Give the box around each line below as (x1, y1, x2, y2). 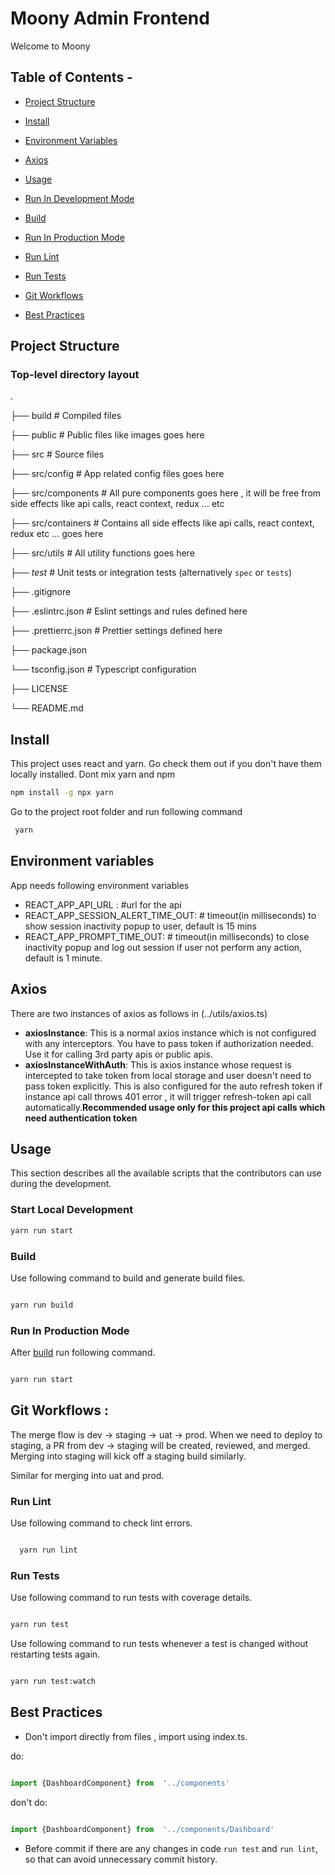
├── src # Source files (10, 448, 105, 461)
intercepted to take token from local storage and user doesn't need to (24, 1069, 312, 1081)
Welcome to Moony (10, 40, 91, 52)
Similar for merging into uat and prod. (10, 1469, 165, 1481)
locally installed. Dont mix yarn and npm (10, 768, 176, 781)
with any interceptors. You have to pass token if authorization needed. (24, 1037, 314, 1049)
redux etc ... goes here (10, 528, 104, 540)
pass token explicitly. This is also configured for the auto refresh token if (24, 1080, 323, 1092)
